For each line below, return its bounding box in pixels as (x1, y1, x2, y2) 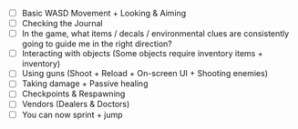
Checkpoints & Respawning (21, 88, 126, 99)
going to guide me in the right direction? (21, 38, 172, 49)
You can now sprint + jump (21, 109, 124, 120)
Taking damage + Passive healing (21, 78, 149, 89)
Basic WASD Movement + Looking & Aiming (21, 8, 187, 18)
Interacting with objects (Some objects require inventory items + (21, 48, 263, 59)
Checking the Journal (21, 18, 103, 29)
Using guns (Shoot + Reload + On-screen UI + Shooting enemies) (21, 68, 268, 79)
